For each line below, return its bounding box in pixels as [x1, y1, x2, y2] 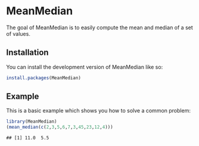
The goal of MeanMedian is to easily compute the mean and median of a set [6, 24, 194, 31]
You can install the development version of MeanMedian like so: [6, 63, 163, 70]
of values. [6, 30, 31, 37]
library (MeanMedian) [6, 119, 58, 125]
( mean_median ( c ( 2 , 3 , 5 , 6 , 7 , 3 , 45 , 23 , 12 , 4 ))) [6, 124, 113, 131]
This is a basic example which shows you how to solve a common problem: [6, 107, 191, 114]
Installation [6, 48, 49, 58]
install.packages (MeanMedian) [6, 74, 82, 81]
